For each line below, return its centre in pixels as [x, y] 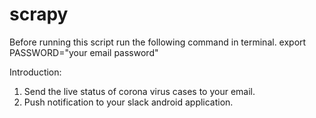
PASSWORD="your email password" [84, 52]
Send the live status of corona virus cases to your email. [139, 91]
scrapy [39, 14]
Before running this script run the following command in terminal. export [158, 42]
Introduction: [35, 72]
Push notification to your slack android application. [128, 102]
